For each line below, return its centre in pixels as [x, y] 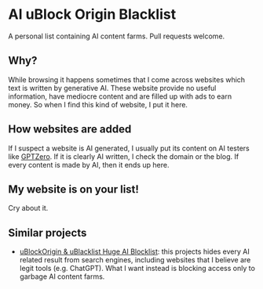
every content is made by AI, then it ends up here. [89, 164]
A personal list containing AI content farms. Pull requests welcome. [117, 36]
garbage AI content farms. [62, 276]
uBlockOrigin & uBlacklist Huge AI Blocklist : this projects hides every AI [134, 251]
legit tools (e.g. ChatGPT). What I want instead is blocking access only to [137, 269]
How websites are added [70, 130]
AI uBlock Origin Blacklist [92, 14]
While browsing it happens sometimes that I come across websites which [127, 79]
